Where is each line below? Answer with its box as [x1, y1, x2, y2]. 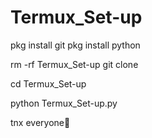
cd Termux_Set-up [10, 77, 87, 90]
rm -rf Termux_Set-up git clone [10, 58, 139, 70]
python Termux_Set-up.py [10, 97, 118, 109]
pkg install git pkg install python [10, 39, 141, 51]
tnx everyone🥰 [10, 116, 71, 128]
